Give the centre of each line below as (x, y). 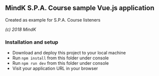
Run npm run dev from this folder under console (60, 63)
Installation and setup (32, 42)
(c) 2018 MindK (20, 29)
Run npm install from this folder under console (60, 58)
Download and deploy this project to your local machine (69, 53)
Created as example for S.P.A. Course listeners (53, 20)
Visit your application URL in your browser (55, 69)
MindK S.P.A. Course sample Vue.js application (80, 8)
